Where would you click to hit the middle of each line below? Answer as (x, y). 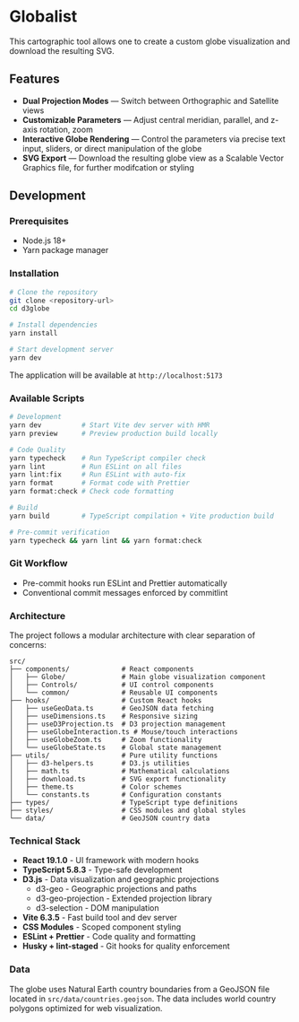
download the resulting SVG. (62, 50)
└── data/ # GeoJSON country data (110, 818)
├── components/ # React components (102, 669)
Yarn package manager (65, 250)
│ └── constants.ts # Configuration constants (115, 795)
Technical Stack (45, 841)
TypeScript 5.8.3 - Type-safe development (102, 870)
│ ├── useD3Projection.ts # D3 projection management (118, 724)
